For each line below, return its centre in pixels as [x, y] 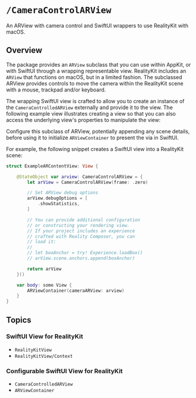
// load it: [42, 242]
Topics [19, 320]
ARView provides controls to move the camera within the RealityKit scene [95, 83]
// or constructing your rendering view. [79, 225]
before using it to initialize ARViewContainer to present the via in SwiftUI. [92, 137]
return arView [44, 269]
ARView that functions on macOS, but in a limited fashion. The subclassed [94, 77]
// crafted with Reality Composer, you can [81, 236]
